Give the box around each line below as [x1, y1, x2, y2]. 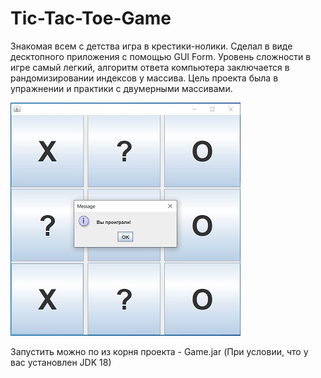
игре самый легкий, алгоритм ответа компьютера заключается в [10, 61, 290, 73]
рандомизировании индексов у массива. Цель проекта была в [10, 72, 279, 84]
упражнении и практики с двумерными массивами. [10, 82, 233, 94]
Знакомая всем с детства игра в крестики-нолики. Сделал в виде [10, 40, 293, 52]
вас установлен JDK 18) [10, 356, 112, 368]
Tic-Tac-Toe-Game [10, 7, 172, 30]
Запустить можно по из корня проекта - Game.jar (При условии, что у [10, 345, 309, 357]
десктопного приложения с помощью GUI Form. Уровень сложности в [10, 50, 312, 62]
